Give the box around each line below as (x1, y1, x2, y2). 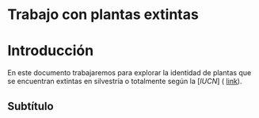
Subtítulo (7, 99, 54, 112)
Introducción (7, 42, 94, 60)
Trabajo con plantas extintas (7, 6, 199, 24)
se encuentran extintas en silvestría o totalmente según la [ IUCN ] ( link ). (7, 77, 242, 86)
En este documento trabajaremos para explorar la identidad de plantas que (7, 68, 252, 78)
